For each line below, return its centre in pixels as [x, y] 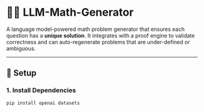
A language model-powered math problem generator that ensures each [96, 29]
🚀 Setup [22, 73]
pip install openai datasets [43, 103]
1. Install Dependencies [41, 90]
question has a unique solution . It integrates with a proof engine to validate [101, 35]
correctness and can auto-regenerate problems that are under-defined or [98, 42]
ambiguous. [21, 48]
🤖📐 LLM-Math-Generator [70, 12]
